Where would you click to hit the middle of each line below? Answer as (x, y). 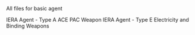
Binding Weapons (28, 26)
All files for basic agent (34, 8)
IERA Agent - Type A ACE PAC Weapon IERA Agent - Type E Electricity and (97, 20)
